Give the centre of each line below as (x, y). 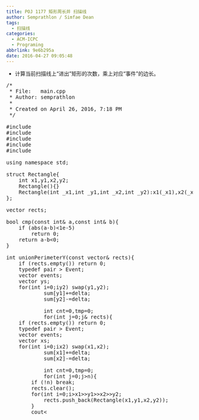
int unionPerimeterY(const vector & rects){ (70, 257)
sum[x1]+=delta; (67, 352)
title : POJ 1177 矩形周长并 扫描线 (46, 12)
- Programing (28, 45)
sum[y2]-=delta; (67, 299)
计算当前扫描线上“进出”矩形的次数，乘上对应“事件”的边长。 (87, 73)
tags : (13, 23)
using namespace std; (38, 162)
